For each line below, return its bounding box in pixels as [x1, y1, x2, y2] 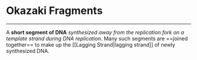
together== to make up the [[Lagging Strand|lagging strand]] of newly [6, 41, 176, 48]
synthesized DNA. [6, 47, 50, 54]
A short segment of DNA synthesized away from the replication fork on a [6, 29, 185, 36]
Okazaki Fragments [6, 4, 103, 17]
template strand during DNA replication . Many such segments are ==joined [6, 35, 188, 42]
